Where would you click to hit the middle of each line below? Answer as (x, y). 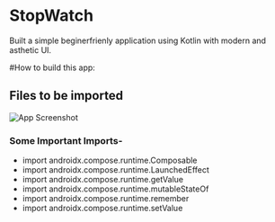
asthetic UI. (31, 49)
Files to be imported (67, 96)
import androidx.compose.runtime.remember (106, 199)
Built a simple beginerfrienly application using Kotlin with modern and (138, 40)
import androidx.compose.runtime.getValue (103, 180)
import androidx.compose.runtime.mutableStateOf (115, 189)
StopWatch (52, 16)
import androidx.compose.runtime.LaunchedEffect (115, 170)
